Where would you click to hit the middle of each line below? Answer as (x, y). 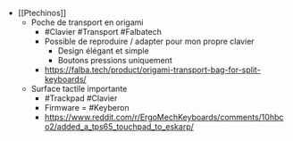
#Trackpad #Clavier (81, 98)
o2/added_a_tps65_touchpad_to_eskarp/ (119, 127)
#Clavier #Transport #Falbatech (103, 32)
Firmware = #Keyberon (87, 108)
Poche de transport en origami (87, 22)
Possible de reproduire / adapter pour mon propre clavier (149, 41)
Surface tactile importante (79, 89)
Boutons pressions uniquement (115, 60)
